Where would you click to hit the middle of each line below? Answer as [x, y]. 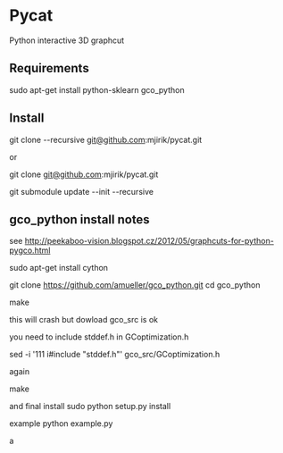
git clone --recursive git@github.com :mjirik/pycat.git [106, 139]
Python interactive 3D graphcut [67, 40]
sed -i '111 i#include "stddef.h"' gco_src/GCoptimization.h [115, 355]
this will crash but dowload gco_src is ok [84, 320]
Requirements [49, 68]
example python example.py [61, 424]
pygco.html [30, 250]
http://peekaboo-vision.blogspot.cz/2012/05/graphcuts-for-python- [149, 241]
